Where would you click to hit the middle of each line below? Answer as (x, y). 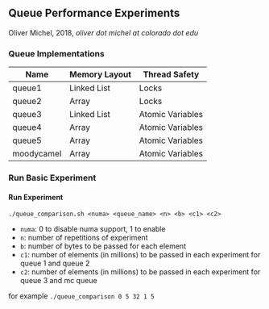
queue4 (27, 127)
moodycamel (37, 154)
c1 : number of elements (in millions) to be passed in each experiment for (140, 255)
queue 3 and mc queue (59, 281)
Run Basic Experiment (52, 178)
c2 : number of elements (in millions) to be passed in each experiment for (140, 272)
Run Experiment (36, 197)
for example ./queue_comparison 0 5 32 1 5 (81, 296)
